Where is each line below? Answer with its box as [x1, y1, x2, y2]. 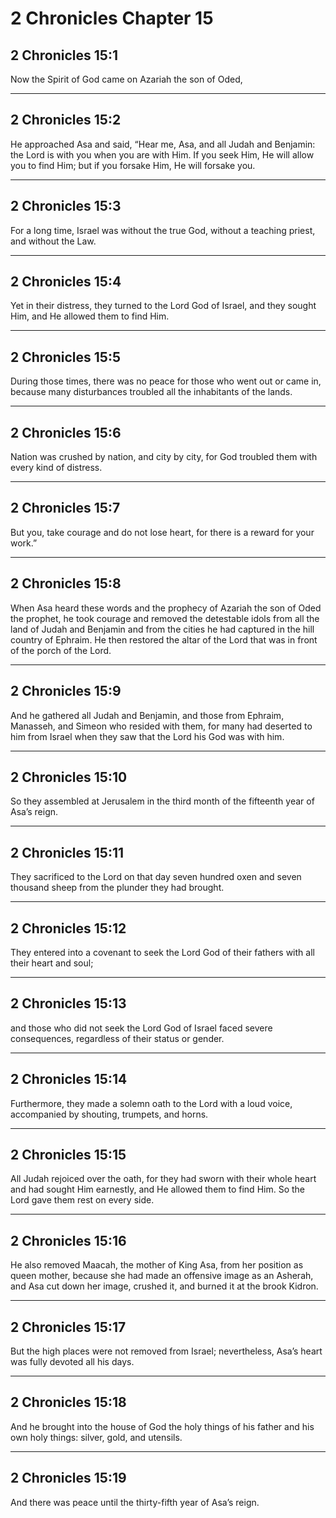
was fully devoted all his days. [10, 1356, 135, 1367]
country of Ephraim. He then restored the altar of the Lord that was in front [10, 633, 318, 646]
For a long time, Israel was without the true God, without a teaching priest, [10, 224, 316, 236]
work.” [10, 537, 38, 549]
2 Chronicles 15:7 [10, 500, 121, 517]
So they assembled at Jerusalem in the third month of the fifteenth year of [10, 795, 315, 807]
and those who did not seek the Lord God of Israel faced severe [10, 1022, 273, 1034]
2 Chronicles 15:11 [10, 844, 125, 861]
